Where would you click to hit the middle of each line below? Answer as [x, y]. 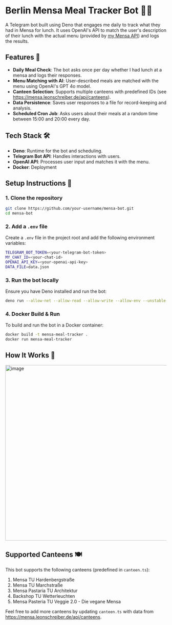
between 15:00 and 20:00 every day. [51, 119]
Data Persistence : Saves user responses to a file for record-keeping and [90, 102]
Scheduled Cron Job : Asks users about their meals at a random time [85, 113]
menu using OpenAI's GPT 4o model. [52, 86]
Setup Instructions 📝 [39, 183]
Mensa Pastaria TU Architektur [45, 591]
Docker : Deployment [35, 167]
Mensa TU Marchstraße [38, 585]
